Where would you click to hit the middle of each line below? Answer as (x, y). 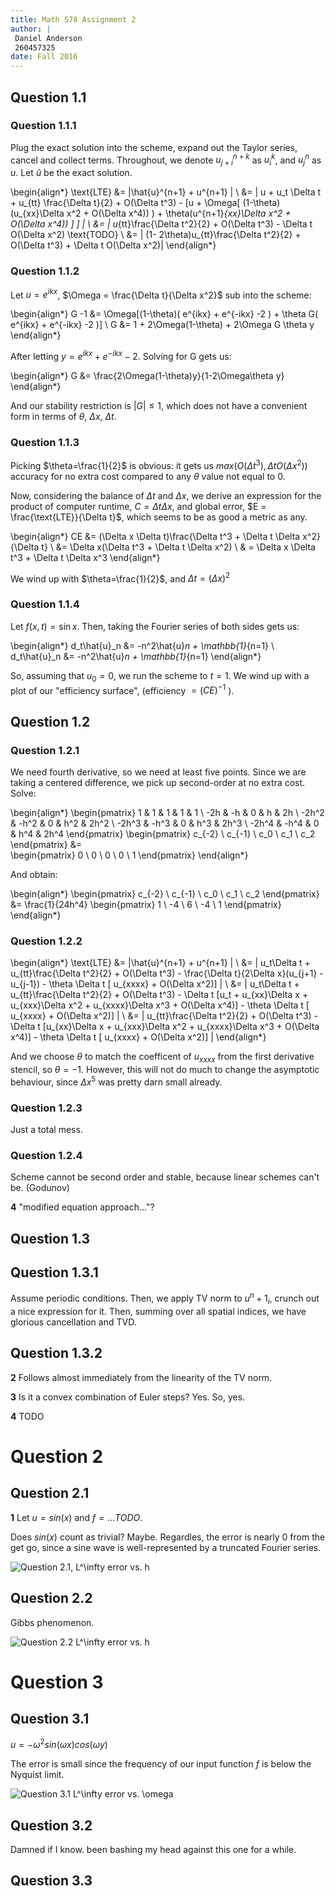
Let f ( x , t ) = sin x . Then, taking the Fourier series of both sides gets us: (155, 626)
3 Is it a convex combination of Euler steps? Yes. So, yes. (128, 1397)
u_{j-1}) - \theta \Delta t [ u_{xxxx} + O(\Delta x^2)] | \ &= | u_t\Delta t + (155, 984)
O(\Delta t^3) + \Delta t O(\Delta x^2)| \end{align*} (113, 245)
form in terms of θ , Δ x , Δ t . (63, 416)
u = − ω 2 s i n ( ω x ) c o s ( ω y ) (59, 1744)
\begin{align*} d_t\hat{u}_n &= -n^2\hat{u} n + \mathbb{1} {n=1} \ (142, 645)
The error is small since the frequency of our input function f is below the (161, 1764)
